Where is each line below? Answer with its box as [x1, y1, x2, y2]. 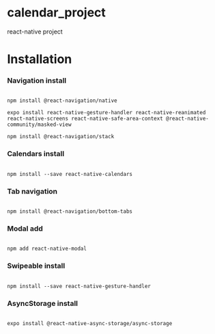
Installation [7, 51, 72, 67]
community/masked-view [7, 121, 72, 128]
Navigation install [7, 76, 67, 86]
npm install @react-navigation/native [7, 97, 117, 104]
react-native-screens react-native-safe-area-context [7, 115, 164, 123]
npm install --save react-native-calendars [7, 170, 133, 177]
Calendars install [7, 149, 65, 159]
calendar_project [7, 5, 106, 21]
